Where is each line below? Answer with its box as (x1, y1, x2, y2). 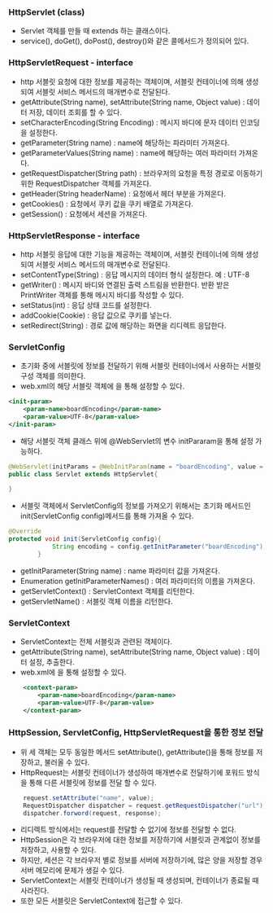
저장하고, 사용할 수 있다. (19, 845, 97, 855)
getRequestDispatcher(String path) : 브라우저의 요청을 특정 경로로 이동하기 (19, 168, 263, 178)
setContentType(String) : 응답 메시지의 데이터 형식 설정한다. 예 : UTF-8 (19, 270, 250, 279)
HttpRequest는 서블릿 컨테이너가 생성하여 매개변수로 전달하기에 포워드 (19, 767, 245, 777)
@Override (8, 528, 42, 536)
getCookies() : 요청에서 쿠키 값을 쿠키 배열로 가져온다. (19, 199, 193, 208)
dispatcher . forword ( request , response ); (23, 809, 162, 817)
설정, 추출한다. (28, 656, 75, 666)
